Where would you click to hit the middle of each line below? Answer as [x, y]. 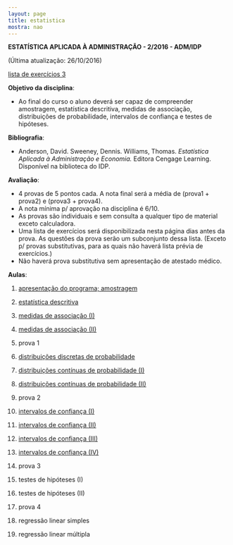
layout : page [27, 14]
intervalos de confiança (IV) [58, 453]
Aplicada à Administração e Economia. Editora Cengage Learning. [115, 159]
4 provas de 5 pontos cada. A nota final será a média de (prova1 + [114, 194]
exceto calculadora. [47, 223]
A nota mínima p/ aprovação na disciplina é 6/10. [89, 209]
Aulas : [18, 275]
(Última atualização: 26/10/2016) [55, 61]
